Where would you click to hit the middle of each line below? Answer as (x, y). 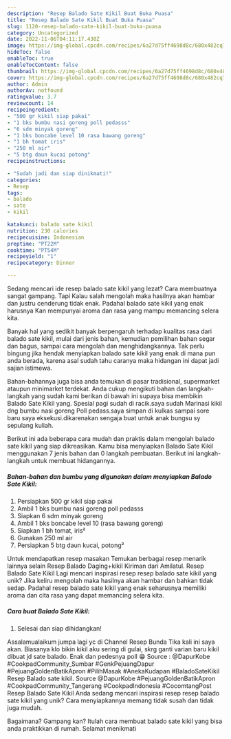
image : (16, 46)
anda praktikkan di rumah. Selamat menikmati (72, 728)
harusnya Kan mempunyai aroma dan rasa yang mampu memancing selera (113, 311)
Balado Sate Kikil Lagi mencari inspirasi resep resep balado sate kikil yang (112, 573)
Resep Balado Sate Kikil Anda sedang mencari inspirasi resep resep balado (113, 693)
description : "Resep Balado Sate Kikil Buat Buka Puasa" (90, 13)
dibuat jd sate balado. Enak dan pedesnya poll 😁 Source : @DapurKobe (109, 656)
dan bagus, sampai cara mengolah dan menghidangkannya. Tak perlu (106, 346)
